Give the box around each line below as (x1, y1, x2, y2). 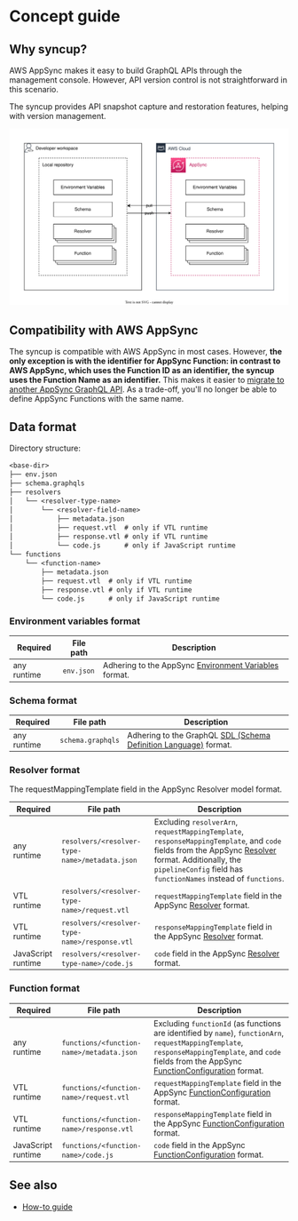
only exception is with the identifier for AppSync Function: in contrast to (9, 355, 281, 366)
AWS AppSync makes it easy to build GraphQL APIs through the (9, 65, 242, 76)
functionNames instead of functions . (153, 874, 285, 884)
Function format (9, 982, 80, 994)
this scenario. (9, 84, 59, 94)
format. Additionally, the (153, 855, 242, 866)
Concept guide (9, 6, 122, 27)
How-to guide (21, 1201, 74, 1212)
